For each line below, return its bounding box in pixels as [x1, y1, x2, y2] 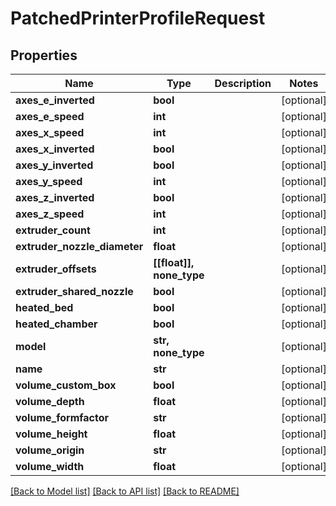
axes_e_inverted [15, 93, 95, 107]
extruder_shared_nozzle [15, 285, 134, 298]
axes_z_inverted [15, 191, 95, 204]
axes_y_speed [15, 175, 83, 188]
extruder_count [15, 223, 91, 237]
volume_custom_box [15, 378, 117, 392]
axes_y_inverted [15, 158, 94, 172]
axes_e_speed [15, 110, 85, 123]
